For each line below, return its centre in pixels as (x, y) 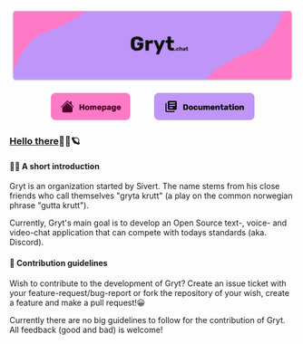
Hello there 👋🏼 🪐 (45, 141)
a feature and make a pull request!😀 (78, 302)
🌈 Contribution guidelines (59, 263)
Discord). (27, 243)
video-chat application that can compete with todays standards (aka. (138, 233)
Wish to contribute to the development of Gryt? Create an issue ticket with (148, 283)
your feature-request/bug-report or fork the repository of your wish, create (150, 292)
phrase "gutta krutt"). (49, 205)
